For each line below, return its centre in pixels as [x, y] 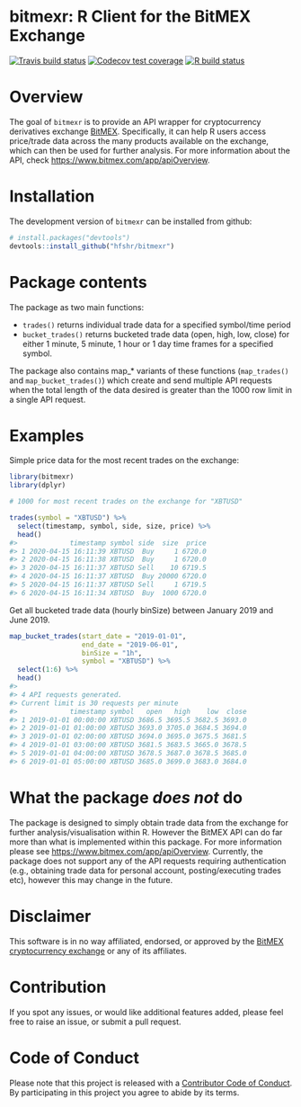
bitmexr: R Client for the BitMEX [130, 17]
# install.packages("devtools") [70, 237]
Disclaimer [50, 916]
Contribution [58, 987]
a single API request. [48, 399]
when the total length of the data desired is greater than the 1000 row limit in [151, 389]
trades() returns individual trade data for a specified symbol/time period [157, 325]
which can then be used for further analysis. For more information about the [150, 150]
